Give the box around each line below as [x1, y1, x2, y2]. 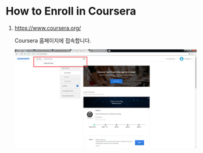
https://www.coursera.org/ [14, 24, 81, 32]
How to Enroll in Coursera [5, 4, 137, 18]
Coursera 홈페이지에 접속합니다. [14, 36, 92, 44]
